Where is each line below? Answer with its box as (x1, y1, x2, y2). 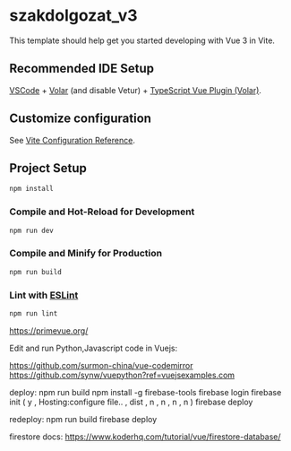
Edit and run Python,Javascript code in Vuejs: (9, 343, 178, 353)
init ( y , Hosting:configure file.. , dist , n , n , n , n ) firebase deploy (9, 396, 253, 407)
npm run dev (9, 226, 54, 235)
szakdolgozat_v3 (9, 5, 138, 26)
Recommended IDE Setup (9, 61, 155, 76)
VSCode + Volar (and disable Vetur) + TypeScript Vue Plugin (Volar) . (9, 84, 262, 95)
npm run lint (9, 308, 58, 318)
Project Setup (9, 160, 88, 176)
